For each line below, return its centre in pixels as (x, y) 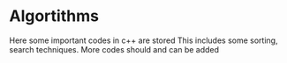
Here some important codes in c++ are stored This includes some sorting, (143, 40)
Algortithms (54, 16)
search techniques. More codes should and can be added (114, 49)
